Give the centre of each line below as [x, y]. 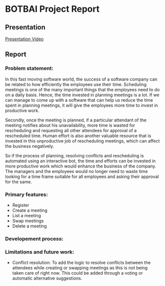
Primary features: [27, 194]
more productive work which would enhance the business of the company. [81, 166]
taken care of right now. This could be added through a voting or [78, 273]
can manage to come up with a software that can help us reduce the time [79, 100]
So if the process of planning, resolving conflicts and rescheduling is [74, 155]
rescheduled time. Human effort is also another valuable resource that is [78, 136]
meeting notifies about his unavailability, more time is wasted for [70, 125]
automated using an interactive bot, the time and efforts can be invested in [81, 161]
